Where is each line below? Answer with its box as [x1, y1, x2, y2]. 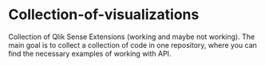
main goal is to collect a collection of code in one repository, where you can [8, 40, 258, 49]
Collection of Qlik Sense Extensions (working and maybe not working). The [8, 32, 255, 41]
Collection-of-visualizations [8, 6, 200, 24]
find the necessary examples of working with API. [8, 49, 172, 58]
